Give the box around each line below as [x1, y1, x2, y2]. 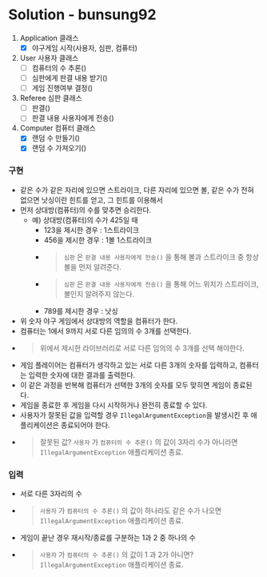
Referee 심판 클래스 [19, 94, 82, 103]
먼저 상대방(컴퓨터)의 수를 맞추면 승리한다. [19, 205, 152, 214]
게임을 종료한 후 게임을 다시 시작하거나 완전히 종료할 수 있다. [19, 400, 208, 410]
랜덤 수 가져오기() [31, 143, 86, 153]
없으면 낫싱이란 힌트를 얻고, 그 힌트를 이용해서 [19, 194, 164, 205]
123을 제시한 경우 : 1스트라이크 [43, 225, 140, 234]
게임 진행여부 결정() [31, 83, 94, 93]
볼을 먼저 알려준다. [63, 262, 122, 271]
